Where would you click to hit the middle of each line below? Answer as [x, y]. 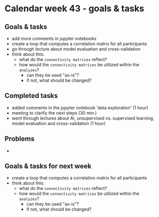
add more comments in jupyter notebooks [54, 38]
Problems [20, 139]
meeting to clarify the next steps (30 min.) [54, 113]
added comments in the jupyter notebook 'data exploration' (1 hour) [80, 108]
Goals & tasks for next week [48, 166]
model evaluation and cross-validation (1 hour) [59, 123]
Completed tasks [31, 96]
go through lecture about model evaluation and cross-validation [76, 49]
